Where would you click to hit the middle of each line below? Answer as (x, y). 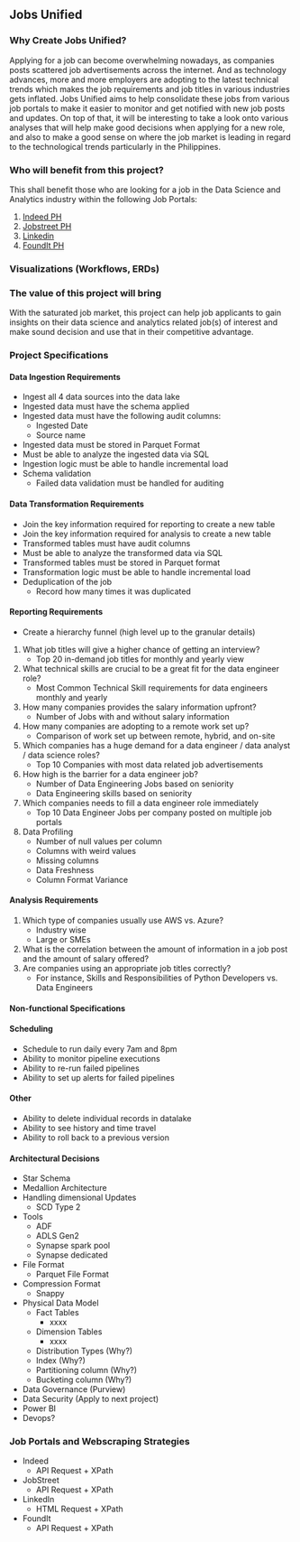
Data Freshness (65, 869)
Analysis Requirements (54, 900)
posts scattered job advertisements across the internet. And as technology (148, 70)
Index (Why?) (60, 1361)
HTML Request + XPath (79, 1509)
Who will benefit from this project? (86, 170)
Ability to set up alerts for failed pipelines (99, 1077)
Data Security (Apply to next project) (91, 1399)
